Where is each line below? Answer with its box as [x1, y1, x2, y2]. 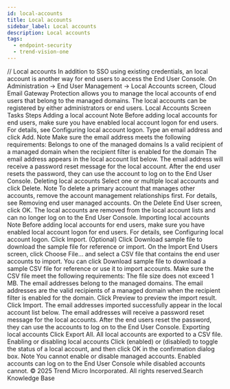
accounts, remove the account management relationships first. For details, [7, 191, 218, 199]
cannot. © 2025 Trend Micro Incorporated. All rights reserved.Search [7, 366, 204, 375]
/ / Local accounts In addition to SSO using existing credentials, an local [7, 67, 208, 76]
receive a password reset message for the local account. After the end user [7, 162, 221, 170]
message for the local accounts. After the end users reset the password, [7, 315, 212, 324]
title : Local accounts [7, 16, 72, 23]
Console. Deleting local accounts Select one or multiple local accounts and [7, 177, 219, 185]
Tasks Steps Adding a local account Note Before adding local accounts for [7, 111, 218, 119]
